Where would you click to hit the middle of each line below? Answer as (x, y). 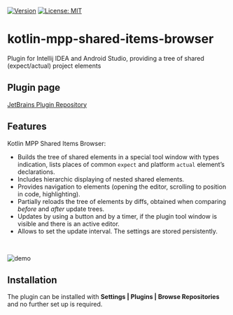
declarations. (36, 172)
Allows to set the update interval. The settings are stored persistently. (118, 231)
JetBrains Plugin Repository (47, 104)
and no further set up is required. (55, 305)
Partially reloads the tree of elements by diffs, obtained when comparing (121, 201)
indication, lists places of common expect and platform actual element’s (121, 164)
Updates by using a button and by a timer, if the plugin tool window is (117, 216)
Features (27, 127)
